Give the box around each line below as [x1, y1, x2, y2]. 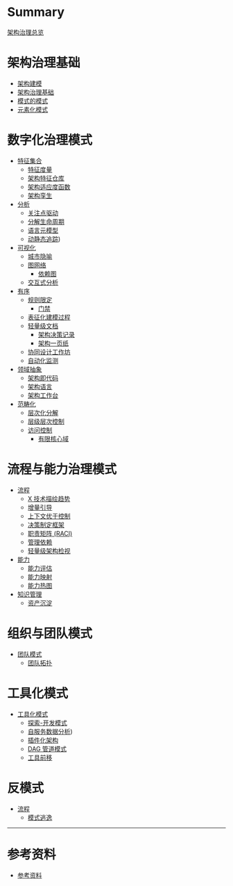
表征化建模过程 [27, 313, 71, 321]
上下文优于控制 [27, 511, 71, 520]
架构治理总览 [7, 28, 44, 36]
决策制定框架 [27, 520, 64, 529]
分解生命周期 [27, 217, 64, 226]
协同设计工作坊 [27, 347, 71, 356]
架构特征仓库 [27, 174, 64, 182]
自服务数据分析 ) [27, 727, 73, 735]
